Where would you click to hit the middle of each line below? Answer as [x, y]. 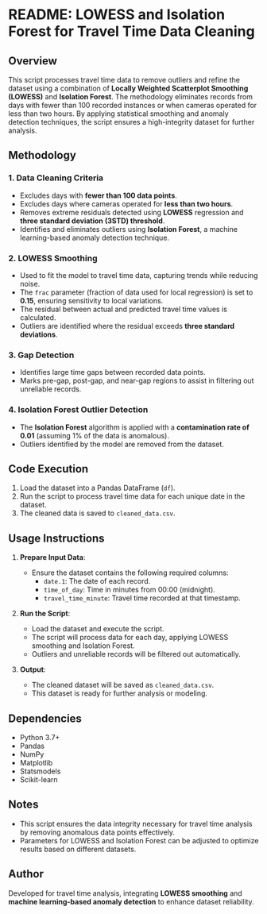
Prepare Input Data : [52, 557]
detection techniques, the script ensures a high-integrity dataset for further [132, 122]
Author [26, 874]
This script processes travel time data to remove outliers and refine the [124, 80]
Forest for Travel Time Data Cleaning [132, 31]
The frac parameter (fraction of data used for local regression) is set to [136, 292]
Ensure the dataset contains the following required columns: [130, 573]
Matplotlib [36, 763]
